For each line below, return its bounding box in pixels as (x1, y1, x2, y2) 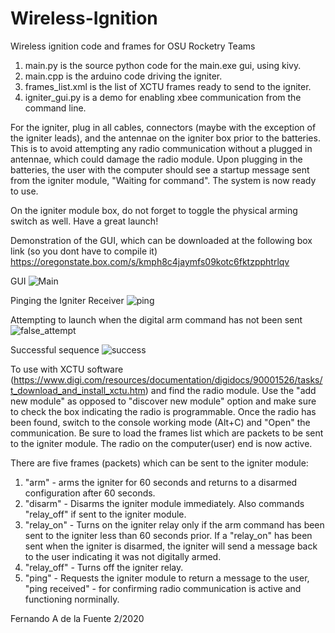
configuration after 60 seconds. (24, 487, 156, 499)
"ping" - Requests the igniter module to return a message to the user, (24, 572, 310, 584)
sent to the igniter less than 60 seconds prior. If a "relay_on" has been (24, 529, 313, 541)
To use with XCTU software (10, 363, 124, 375)
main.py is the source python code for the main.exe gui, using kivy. (24, 59, 302, 71)
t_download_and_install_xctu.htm (10, 384, 146, 396)
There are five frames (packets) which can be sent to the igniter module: (10, 457, 309, 469)
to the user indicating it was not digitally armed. (24, 550, 222, 562)
